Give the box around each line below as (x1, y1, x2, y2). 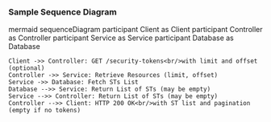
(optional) (8, 64, 45, 72)
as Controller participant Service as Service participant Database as (8, 33, 234, 43)
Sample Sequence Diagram (8, 6, 117, 18)
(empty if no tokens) (8, 107, 81, 115)
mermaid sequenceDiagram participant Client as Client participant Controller (8, 25, 263, 35)
